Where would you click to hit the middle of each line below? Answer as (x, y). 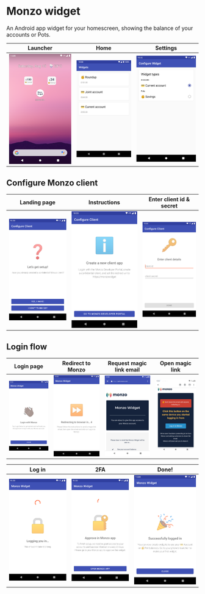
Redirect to (76, 363)
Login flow (27, 347)
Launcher (40, 48)
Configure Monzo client (52, 183)
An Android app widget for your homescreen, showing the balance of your (100, 28)
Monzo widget (43, 11)
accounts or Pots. (28, 34)
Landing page (38, 202)
